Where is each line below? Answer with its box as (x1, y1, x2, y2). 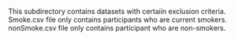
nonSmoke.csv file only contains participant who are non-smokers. (8, 24, 226, 32)
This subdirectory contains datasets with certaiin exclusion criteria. (8, 7, 226, 16)
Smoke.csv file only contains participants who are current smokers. (8, 15, 227, 24)
